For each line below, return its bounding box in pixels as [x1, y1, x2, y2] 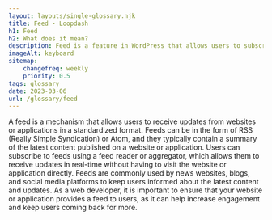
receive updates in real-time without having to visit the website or [8, 159, 227, 170]
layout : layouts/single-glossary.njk [8, 11, 136, 20]
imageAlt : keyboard [8, 49, 74, 57]
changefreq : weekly [23, 65, 89, 73]
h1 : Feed [8, 27, 38, 35]
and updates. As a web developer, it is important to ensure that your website [8, 185, 263, 195]
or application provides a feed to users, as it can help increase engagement [8, 194, 261, 204]
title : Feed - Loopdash [8, 19, 89, 27]
